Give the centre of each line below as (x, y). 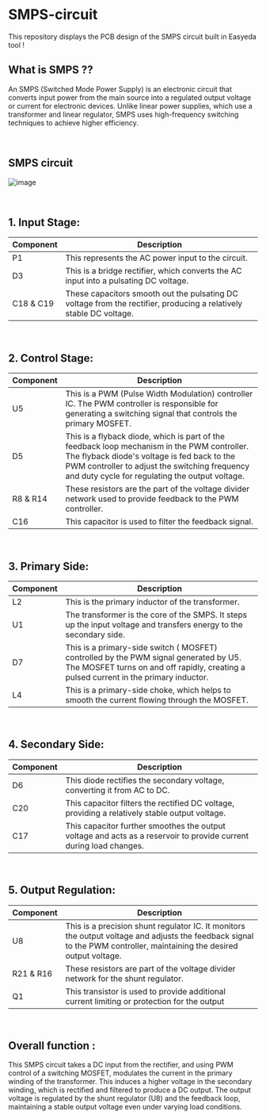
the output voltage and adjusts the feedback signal (160, 936)
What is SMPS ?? (51, 70)
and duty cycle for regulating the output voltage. (155, 476)
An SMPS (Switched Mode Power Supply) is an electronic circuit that (120, 89)
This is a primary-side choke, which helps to (148, 690)
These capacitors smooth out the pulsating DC (152, 293)
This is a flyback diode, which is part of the (145, 436)
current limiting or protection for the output (145, 1001)
